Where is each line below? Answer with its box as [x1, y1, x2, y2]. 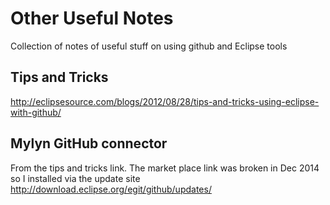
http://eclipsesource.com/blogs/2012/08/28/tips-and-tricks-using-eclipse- [10, 95, 320, 107]
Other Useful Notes [10, 7, 174, 30]
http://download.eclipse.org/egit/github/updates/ [10, 183, 212, 195]
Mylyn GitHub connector [10, 135, 168, 152]
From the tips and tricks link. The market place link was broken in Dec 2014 [10, 162, 320, 174]
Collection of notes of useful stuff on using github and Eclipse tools [10, 40, 288, 52]
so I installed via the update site [10, 172, 141, 184]
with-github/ [10, 106, 62, 118]
